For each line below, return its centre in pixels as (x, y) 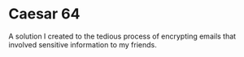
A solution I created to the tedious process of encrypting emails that (122, 36)
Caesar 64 (44, 14)
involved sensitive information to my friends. (83, 44)
